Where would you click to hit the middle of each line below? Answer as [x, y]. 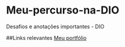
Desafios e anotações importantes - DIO [55, 26]
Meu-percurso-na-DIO [63, 10]
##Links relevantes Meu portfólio [47, 38]
